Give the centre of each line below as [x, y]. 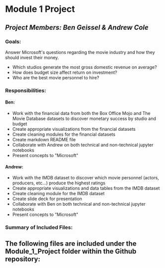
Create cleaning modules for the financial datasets [64, 134]
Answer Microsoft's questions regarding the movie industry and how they [80, 52]
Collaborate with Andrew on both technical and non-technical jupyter [83, 145]
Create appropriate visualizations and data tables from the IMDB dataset [86, 188]
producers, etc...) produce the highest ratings [59, 183]
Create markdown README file [44, 139]
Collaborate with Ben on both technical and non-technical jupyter [79, 204]
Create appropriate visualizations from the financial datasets [74, 129]
